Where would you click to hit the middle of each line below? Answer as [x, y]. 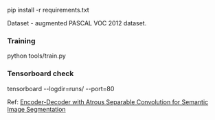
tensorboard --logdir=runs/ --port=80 [61, 88]
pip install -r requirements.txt [48, 10]
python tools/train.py [37, 56]
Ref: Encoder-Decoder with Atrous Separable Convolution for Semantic [108, 101]
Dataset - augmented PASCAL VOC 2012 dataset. [77, 23]
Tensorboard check [41, 73]
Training [21, 40]
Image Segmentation [37, 109]
